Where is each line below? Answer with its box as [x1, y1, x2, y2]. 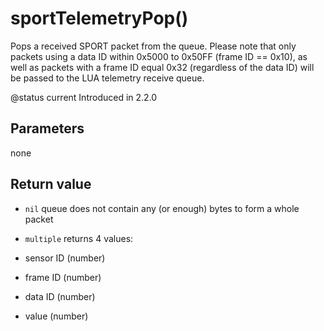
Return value [10, 176, 92, 193]
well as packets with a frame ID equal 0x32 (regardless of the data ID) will [10, 61, 315, 73]
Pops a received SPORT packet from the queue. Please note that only [10, 40, 297, 52]
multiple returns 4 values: [24, 232, 134, 244]
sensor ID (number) [24, 252, 106, 264]
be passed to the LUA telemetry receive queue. [10, 72, 205, 84]
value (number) [24, 310, 89, 322]
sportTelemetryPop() [10, 7, 189, 30]
